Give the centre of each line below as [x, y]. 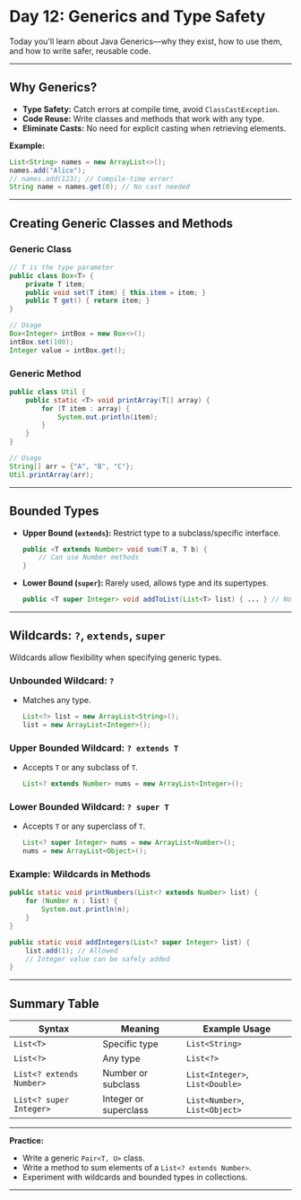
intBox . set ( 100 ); [42, 342]
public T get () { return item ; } [88, 301]
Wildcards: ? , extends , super [87, 635]
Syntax [54, 1029]
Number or [125, 1074]
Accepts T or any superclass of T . [84, 826]
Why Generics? [53, 87]
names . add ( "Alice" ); [48, 170]
